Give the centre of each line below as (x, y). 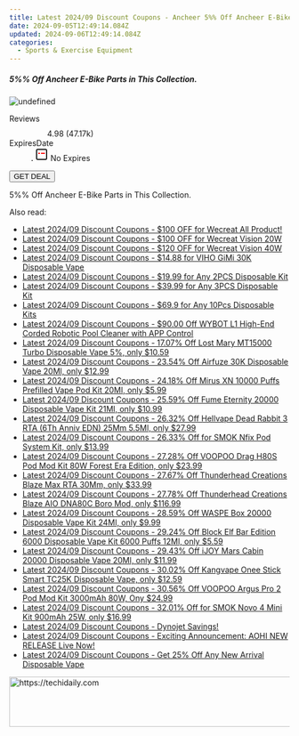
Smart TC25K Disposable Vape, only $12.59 (102, 579)
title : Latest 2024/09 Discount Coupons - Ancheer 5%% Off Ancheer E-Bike (151, 17)
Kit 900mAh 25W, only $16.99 (77, 617)
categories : (31, 42)
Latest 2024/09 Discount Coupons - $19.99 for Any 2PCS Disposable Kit (155, 277)
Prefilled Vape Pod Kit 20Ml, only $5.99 (94, 390)
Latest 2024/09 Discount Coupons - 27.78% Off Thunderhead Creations (154, 494)
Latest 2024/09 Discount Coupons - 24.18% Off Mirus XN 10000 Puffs (151, 381)
